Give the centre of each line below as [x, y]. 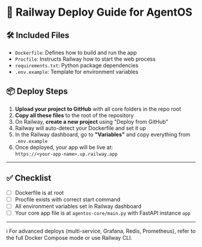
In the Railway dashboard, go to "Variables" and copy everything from [103, 134]
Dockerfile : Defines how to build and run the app [76, 53]
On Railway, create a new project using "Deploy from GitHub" [91, 121]
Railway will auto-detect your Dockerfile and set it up [80, 128]
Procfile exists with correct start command [68, 199]
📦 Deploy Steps [37, 92]
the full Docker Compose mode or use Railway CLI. [69, 237]
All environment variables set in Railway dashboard [78, 206]
